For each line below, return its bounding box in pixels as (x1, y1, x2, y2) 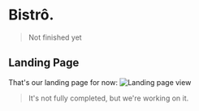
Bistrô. (8, 6, 54, 24)
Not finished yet (28, 32, 83, 42)
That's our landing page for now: (8, 77, 118, 87)
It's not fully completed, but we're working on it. (28, 93, 189, 103)
